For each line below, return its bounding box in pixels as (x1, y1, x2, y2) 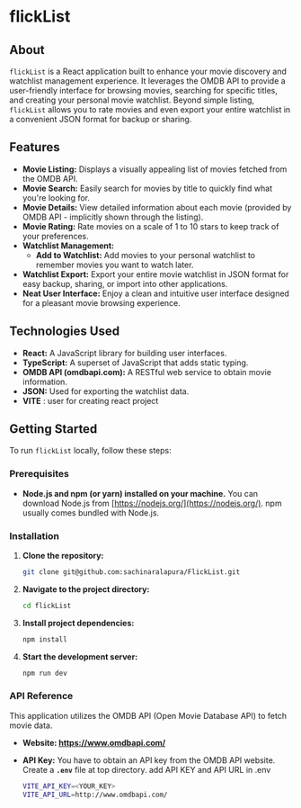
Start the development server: (22, 651, 138, 662)
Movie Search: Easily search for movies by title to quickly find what (22, 183, 272, 193)
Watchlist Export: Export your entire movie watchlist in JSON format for (22, 268, 289, 280)
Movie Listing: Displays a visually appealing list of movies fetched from (22, 164, 288, 175)
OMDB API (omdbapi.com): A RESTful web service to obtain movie (22, 366, 272, 377)
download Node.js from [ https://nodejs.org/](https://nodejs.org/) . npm (22, 498, 282, 508)
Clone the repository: (22, 551, 104, 561)
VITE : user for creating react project (22, 395, 159, 406)
